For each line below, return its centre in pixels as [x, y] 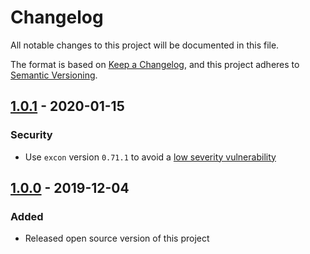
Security [31, 135]
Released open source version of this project [117, 238]
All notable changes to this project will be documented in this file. [145, 45]
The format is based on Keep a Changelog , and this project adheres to [155, 64]
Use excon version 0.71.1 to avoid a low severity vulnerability [150, 157]
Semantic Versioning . [54, 75]
